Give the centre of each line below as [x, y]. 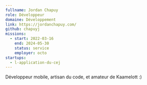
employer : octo [31, 53]
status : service [32, 48]
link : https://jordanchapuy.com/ [41, 24]
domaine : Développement [31, 19]
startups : [16, 58]
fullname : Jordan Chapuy [32, 10]
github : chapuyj [23, 29]
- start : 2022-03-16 [32, 39]
